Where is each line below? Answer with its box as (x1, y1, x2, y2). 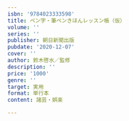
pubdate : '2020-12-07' (7, 43, 75, 51)
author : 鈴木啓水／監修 (7, 57, 71, 64)
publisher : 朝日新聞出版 (7, 37, 75, 44)
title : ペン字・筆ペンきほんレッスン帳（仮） (7, 17, 126, 24)
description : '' (7, 63, 56, 70)
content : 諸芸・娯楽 (7, 97, 63, 104)
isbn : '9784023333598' (7, 10, 75, 18)
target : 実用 (7, 83, 44, 90)
